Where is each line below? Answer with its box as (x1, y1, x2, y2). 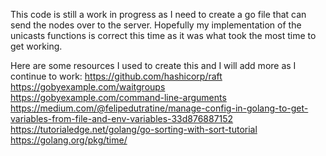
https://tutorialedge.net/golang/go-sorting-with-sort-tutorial (10, 124, 258, 135)
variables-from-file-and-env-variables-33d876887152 (10, 113, 234, 124)
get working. (10, 40, 63, 52)
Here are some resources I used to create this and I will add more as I (10, 60, 297, 71)
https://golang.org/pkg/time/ (10, 134, 128, 146)
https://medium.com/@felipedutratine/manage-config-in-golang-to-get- (10, 102, 309, 114)
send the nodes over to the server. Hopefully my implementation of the (10, 19, 302, 31)
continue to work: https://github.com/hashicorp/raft (10, 70, 223, 82)
